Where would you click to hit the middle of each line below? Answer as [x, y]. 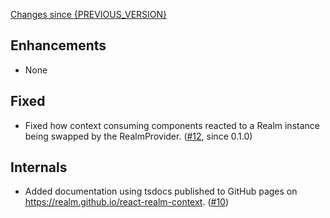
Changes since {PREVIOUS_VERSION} [89, 14]
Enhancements [58, 45]
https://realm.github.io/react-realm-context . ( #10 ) [127, 202]
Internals [39, 167]
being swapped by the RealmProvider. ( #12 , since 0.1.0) [138, 136]
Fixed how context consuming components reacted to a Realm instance [172, 125]
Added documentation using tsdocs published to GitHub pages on [161, 191]
